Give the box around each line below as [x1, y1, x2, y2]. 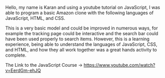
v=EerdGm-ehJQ [5, 67, 41, 73]
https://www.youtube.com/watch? [83, 62, 156, 68]
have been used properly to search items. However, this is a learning [5, 36, 150, 42]
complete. [5, 52, 27, 58]
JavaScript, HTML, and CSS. [5, 15, 65, 21]
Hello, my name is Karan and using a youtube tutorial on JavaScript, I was [5, 5, 160, 10]
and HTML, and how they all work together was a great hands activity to [5, 47, 157, 53]
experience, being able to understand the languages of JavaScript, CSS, [5, 41, 157, 47]
